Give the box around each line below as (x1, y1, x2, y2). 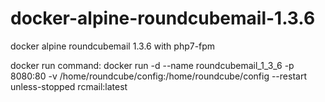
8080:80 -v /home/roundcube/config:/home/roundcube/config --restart (10, 70, 307, 82)
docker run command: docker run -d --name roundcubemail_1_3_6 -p (10, 59, 295, 71)
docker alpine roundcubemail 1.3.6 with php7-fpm (10, 40, 216, 52)
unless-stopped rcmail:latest (10, 80, 128, 92)
